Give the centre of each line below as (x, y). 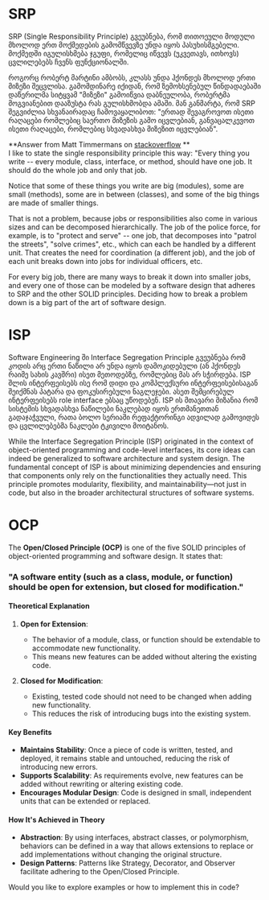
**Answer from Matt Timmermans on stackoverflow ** (99, 144)
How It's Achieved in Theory (57, 819)
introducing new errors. (59, 767)
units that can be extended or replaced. (85, 801)
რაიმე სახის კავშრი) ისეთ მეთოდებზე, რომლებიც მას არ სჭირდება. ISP (130, 374)
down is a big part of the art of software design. (87, 302)
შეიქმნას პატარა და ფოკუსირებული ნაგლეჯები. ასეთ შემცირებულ (121, 391)
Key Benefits (30, 732)
